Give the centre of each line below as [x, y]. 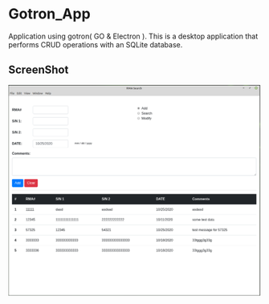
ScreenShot [39, 70]
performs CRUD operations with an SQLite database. [96, 44]
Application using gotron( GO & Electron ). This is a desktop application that [133, 36]
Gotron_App [49, 14]
